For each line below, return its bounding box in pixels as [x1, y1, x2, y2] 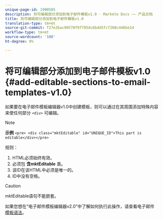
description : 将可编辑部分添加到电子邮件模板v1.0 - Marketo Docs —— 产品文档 [5, 12, 153, 17]
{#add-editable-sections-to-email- [5, 76, 151, 88]
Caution [5, 183, 21, 189]
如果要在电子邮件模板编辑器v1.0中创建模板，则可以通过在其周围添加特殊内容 [5, 104, 159, 110]
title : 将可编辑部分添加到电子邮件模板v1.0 [5, 16, 84, 21]
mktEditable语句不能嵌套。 [5, 193, 59, 198]
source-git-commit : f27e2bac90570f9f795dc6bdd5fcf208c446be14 [5, 25, 134, 30]
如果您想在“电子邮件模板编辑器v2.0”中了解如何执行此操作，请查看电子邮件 [5, 203, 155, 209]
